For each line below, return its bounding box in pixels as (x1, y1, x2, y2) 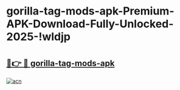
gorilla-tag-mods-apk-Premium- (6, 4, 175, 18)
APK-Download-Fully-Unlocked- (6, 17, 174, 31)
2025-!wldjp (6, 30, 71, 43)
